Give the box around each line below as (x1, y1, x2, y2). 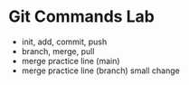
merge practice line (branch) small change (21, 65, 180, 76)
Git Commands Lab (8, 6, 155, 27)
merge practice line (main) (21, 55, 120, 66)
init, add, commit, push (21, 36, 108, 47)
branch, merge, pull (21, 45, 95, 56)
